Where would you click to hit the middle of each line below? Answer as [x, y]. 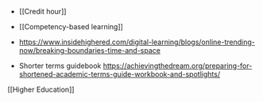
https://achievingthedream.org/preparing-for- [178, 66]
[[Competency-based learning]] [71, 26]
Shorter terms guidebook [60, 66]
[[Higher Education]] [41, 89]
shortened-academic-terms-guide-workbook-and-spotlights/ [119, 74]
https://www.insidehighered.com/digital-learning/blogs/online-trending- [137, 42]
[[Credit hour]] [43, 11]
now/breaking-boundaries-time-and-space [89, 50]
